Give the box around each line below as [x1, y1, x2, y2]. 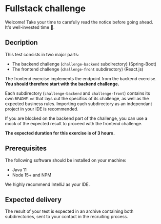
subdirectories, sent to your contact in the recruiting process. [5, 214, 128, 220]
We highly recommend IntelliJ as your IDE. [5, 181, 90, 187]
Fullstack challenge [5, 3, 86, 14]
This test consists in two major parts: [5, 51, 80, 57]
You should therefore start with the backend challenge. [5, 81, 120, 87]
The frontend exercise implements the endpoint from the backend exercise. [5, 75, 157, 81]
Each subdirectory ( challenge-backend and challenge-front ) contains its [5, 90, 150, 96]
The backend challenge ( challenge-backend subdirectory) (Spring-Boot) [12, 61, 157, 67]
